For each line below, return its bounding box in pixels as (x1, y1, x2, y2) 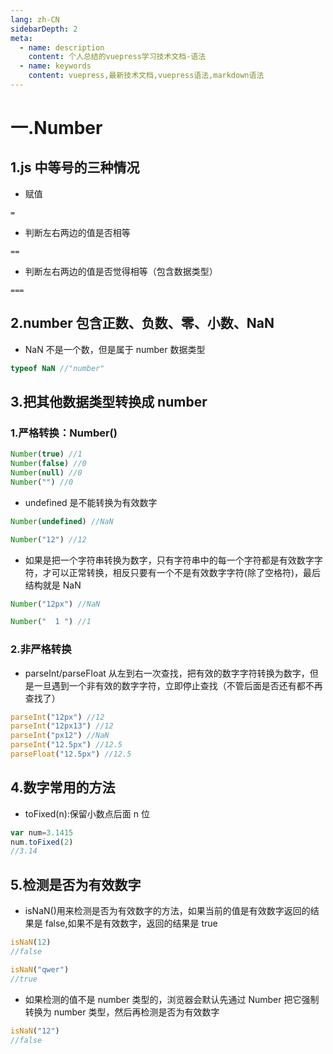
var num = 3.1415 (10, 827, 74, 838)
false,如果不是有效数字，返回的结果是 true (44, 917, 218, 930)
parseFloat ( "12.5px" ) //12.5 (10, 749, 132, 760)
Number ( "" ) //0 (10, 477, 74, 487)
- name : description (19, 42, 105, 53)
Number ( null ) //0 (10, 468, 83, 478)
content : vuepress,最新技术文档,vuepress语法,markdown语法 (28, 71, 265, 81)
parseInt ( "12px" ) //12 (10, 712, 105, 722)
